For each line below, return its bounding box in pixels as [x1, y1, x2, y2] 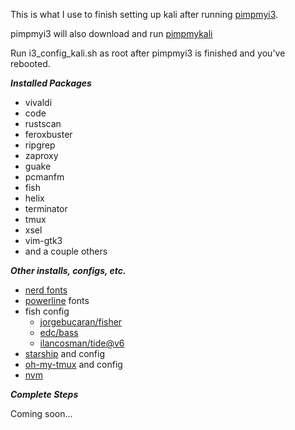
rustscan [24, 118, 62, 129]
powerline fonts [24, 295, 90, 306]
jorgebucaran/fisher [39, 316, 123, 328]
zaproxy [24, 150, 59, 161]
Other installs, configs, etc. [10, 265, 127, 276]
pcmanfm [24, 171, 65, 183]
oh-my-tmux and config [24, 359, 123, 370]
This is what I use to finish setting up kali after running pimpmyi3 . [10, 9, 279, 20]
